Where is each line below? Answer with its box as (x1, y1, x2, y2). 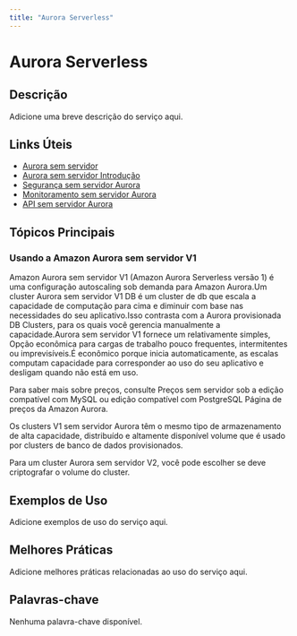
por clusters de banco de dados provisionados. (9, 440, 183, 451)
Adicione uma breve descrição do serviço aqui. (9, 111, 183, 122)
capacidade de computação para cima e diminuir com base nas (9, 301, 244, 312)
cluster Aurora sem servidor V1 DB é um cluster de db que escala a (9, 291, 257, 302)
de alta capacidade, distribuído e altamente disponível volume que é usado (9, 431, 286, 442)
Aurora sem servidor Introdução (21, 170, 140, 181)
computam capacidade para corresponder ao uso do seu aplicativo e (9, 357, 264, 368)
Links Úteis (9, 137, 73, 152)
